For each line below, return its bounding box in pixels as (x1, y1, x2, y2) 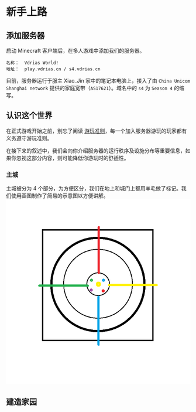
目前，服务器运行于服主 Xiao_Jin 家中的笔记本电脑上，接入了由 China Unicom (6, 77, 190, 84)
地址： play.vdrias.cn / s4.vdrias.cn (6, 66, 101, 72)
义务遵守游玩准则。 (6, 134, 53, 141)
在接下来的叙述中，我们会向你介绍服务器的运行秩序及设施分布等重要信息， (6, 147, 185, 154)
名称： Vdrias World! (6, 60, 59, 66)
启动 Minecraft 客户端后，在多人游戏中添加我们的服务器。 (6, 47, 145, 54)
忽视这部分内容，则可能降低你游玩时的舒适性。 (16, 154, 129, 161)
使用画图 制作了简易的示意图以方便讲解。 (11, 192, 109, 199)
